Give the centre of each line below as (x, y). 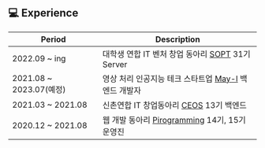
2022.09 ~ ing (39, 58)
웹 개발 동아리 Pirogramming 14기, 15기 (174, 120)
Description (177, 39)
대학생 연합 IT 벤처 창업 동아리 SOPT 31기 (176, 54)
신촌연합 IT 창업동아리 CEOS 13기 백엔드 (174, 105)
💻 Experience (43, 13)
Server (115, 64)
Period (53, 39)
